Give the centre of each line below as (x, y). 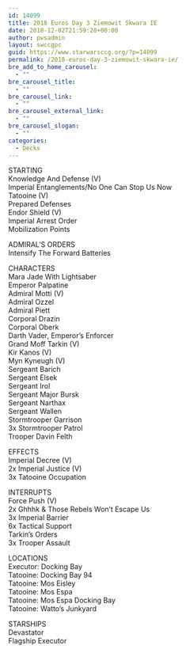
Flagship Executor (38, 641)
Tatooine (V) (28, 196)
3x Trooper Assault (39, 543)
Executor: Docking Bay (46, 567)
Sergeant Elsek (33, 378)
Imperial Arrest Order (43, 221)
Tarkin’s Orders (33, 534)
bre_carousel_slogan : (44, 126)
